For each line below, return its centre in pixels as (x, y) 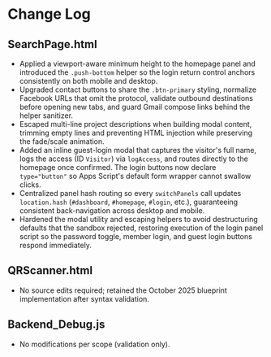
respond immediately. (56, 245)
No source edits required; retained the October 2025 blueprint (123, 290)
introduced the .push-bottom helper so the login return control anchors (137, 72)
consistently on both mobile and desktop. (88, 81)
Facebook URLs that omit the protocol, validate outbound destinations (136, 98)
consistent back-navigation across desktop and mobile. (112, 211)
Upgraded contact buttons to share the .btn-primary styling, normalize (138, 89)
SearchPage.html (53, 44)
